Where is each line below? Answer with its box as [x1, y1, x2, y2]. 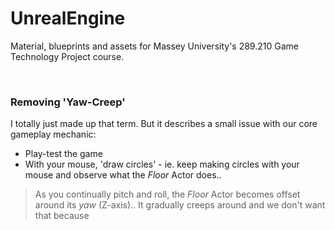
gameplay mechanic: [10, 128, 97, 141]
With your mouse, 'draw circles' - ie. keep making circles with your [24, 158, 300, 171]
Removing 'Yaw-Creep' [10, 95, 126, 109]
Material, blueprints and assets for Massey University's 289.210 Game [10, 40, 299, 52]
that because [34, 210, 90, 222]
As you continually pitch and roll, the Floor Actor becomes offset [34, 188, 301, 201]
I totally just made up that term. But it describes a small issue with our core [10, 118, 318, 130]
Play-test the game [24, 148, 103, 160]
